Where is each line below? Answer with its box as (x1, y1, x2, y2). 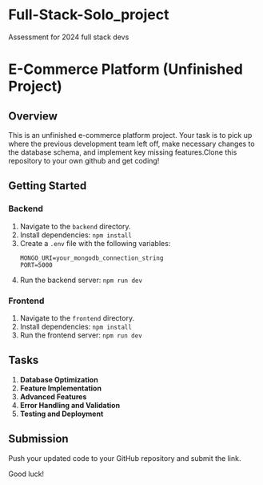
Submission (8, 432, 70, 446)
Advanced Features (19, 391, 87, 402)
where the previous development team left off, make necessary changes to (8, 139, 255, 148)
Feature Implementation (19, 383, 102, 393)
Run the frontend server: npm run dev (19, 330, 142, 340)
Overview (8, 109, 58, 123)
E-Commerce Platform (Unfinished (8, 60, 244, 79)
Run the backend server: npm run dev (19, 275, 142, 285)
